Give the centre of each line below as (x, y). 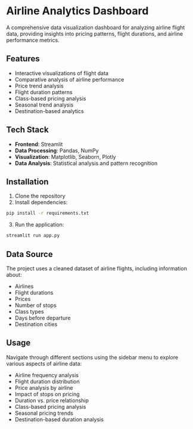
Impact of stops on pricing (47, 394)
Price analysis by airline (44, 387)
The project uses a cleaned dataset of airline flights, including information (97, 268)
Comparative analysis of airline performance (69, 79)
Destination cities (36, 324)
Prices (23, 299)
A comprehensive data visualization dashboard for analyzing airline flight (96, 27)
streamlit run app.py (33, 236)
